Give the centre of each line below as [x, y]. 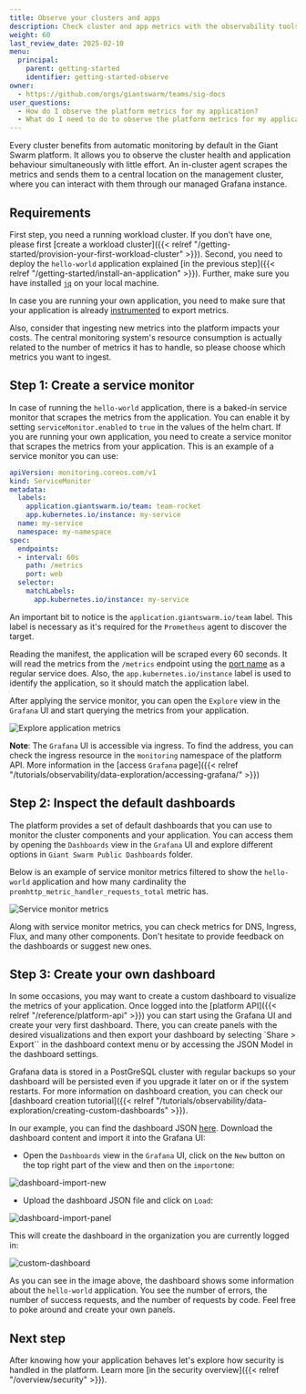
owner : [22, 86]
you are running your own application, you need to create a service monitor [151, 436]
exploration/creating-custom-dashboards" [89, 1111]
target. [22, 636]
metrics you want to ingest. [61, 357]
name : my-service [51, 524]
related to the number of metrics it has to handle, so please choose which [148, 347]
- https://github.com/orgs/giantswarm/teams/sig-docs [122, 94]
